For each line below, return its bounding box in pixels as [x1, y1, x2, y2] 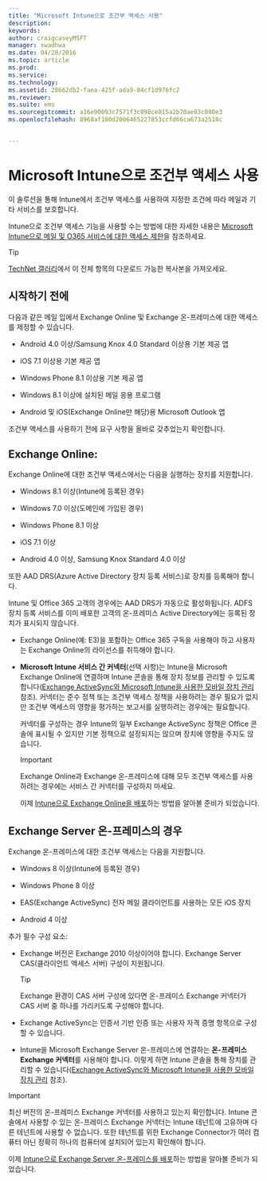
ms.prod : [8, 64, 37, 72]
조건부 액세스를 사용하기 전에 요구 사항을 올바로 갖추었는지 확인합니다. [8, 424, 226, 434]
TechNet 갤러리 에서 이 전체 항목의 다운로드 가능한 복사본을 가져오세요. [8, 264, 227, 273]
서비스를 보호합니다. [16, 204, 79, 214]
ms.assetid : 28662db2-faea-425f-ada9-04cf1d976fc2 [8, 85, 180, 94]
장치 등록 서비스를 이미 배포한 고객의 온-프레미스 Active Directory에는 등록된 [8, 608, 248, 618]
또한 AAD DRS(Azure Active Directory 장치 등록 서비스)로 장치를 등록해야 [8, 572, 240, 581]
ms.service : [8, 71, 48, 79]
